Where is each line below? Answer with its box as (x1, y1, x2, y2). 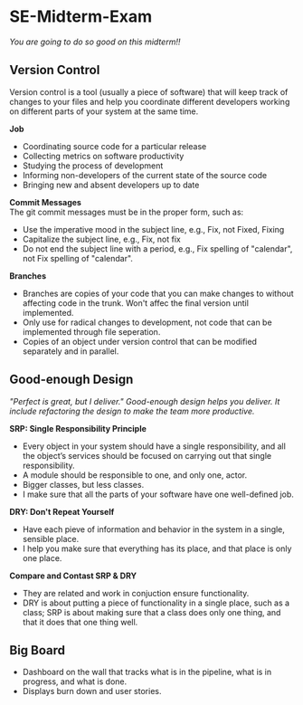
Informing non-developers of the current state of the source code (22, 169, 268, 180)
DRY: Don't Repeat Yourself (9, 506, 115, 517)
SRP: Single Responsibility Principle (9, 423, 147, 433)
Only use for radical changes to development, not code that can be (22, 317, 273, 328)
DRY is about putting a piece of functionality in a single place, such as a (22, 597, 290, 608)
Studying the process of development (22, 160, 164, 171)
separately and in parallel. (22, 346, 119, 357)
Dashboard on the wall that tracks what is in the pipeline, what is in (22, 667, 272, 678)
